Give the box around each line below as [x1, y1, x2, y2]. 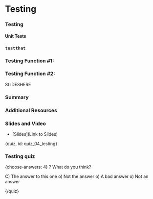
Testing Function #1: [5, 57, 55, 64]
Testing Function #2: [5, 70, 55, 77]
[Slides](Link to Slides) [12, 131, 58, 137]
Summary [5, 94, 29, 100]
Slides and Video [5, 120, 46, 127]
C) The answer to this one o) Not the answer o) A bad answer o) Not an [5, 174, 149, 179]
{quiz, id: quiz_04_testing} [5, 141, 58, 147]
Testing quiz [5, 153, 35, 160]
